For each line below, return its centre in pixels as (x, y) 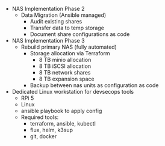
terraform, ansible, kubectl (63, 123)
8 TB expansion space (67, 79)
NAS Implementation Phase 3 (48, 41)
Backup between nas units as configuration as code (94, 85)
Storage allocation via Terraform (70, 53)
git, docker (43, 136)
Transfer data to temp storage (67, 28)
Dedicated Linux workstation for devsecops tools (73, 92)
